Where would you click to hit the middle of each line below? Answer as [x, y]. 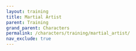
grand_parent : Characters [38, 28]
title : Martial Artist [34, 17]
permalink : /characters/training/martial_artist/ [68, 33]
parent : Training [27, 22]
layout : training [27, 11]
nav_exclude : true [29, 39]
